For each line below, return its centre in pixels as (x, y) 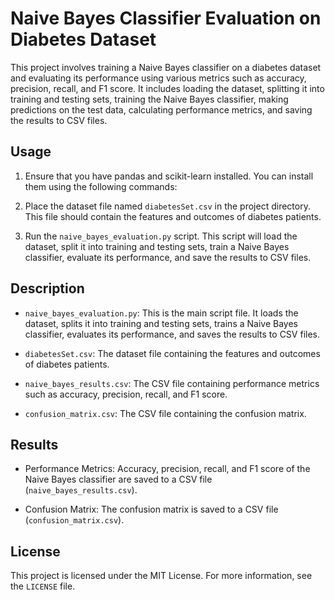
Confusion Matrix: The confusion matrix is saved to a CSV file (151, 509)
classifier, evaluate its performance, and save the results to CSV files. (168, 257)
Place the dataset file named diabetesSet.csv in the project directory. (167, 206)
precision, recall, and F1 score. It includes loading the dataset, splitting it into (167, 88)
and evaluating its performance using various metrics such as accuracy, (158, 78)
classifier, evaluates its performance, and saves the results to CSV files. (172, 334)
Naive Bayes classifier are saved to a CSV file (118, 479)
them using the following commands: (101, 186)
